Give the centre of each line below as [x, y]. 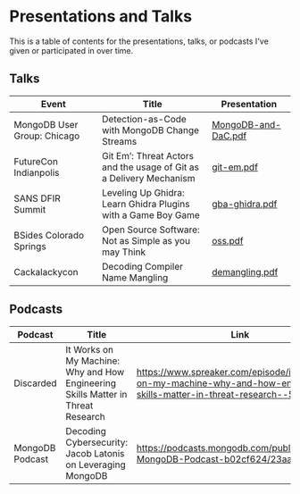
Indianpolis [37, 172]
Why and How [95, 372]
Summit [30, 209]
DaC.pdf [229, 136]
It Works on [90, 349]
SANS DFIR [37, 198]
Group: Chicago [47, 136]
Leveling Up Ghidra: [143, 192]
